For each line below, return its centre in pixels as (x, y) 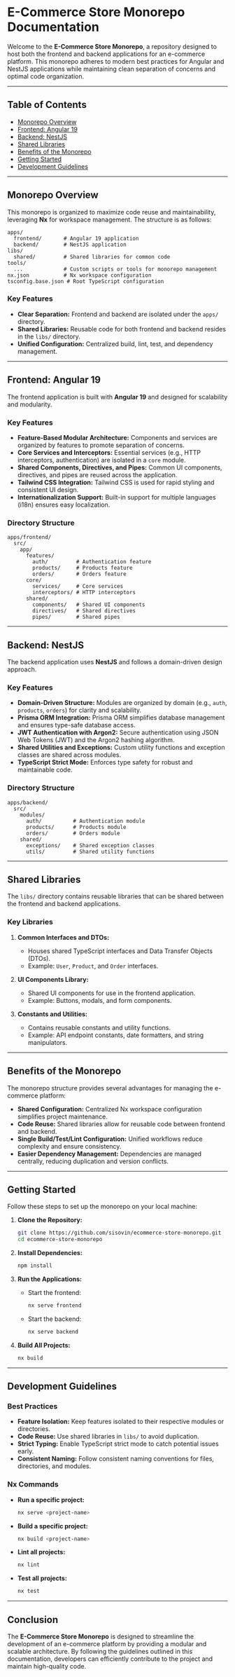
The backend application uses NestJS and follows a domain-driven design (115, 662)
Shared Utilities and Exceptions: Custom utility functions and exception (121, 748)
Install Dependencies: (50, 1253)
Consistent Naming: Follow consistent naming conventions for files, (116, 1459)
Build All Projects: (44, 1345)
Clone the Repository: (50, 1220)
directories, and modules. (54, 1466)
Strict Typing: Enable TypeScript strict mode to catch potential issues (118, 1444)
